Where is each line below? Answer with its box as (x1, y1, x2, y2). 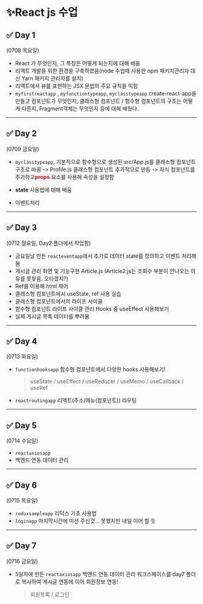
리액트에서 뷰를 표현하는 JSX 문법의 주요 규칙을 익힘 (14, 82, 138, 89)
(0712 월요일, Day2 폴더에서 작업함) (6, 239, 91, 247)
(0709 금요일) (6, 145, 39, 152)
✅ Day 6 (6, 480, 37, 490)
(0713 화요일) (6, 353, 38, 360)
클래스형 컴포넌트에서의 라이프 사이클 (14, 297, 103, 305)
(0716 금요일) (6, 557, 38, 565)
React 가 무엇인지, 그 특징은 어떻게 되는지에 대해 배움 (14, 60, 141, 67)
